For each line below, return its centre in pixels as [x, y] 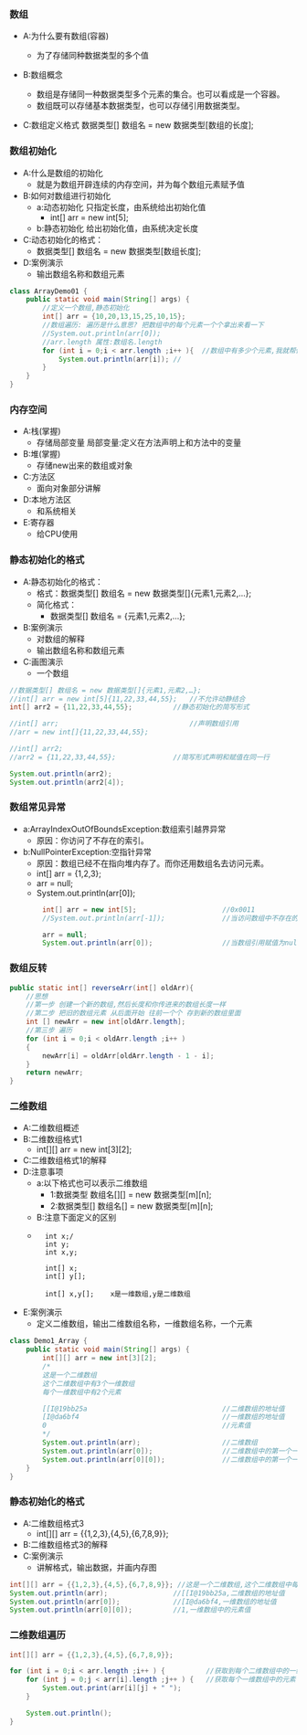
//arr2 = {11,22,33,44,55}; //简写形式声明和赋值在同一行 [140, 757]
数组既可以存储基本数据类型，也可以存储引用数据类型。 [140, 106]
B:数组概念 [42, 75]
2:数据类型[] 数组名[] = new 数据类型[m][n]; [132, 1206]
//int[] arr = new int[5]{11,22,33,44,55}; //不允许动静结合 [127, 699]
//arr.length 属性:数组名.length [102, 342]
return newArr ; [55, 1073]
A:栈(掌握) [42, 431]
